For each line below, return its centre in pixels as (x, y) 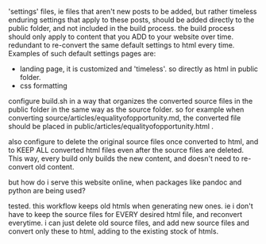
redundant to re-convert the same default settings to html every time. (121, 45)
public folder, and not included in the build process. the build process (121, 28)
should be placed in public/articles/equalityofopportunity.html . (111, 126)
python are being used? (47, 191)
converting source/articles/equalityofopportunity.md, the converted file (125, 118)
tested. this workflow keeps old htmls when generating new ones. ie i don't (131, 206)
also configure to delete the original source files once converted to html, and (133, 141)
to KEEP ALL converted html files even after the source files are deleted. (126, 150)
